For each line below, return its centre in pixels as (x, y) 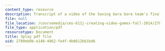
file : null (16, 18)
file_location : (21, 23)
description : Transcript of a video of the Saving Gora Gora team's (77, 14)
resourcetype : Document (29, 32)
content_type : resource (29, 9)
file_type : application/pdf (34, 28)
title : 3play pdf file (28, 37)
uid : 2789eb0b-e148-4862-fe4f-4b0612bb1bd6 (50, 41)
